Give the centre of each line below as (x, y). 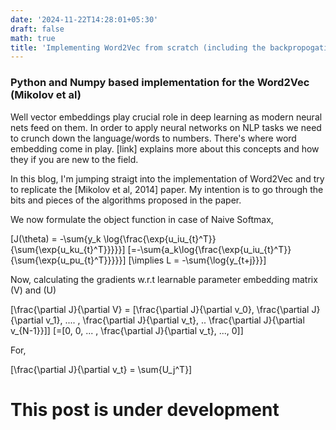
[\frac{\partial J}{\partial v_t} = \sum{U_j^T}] (101, 369)
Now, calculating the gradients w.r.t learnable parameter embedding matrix (164, 279)
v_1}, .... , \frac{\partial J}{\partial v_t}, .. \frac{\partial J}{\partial (175, 320)
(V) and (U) (33, 290)
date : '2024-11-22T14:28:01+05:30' (84, 19)
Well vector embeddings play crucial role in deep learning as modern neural (166, 117)
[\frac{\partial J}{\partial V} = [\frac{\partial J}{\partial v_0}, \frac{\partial (160, 309)
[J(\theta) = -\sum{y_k (56, 238)
